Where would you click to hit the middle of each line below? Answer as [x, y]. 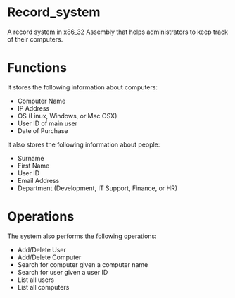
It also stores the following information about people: [84, 144]
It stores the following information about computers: [83, 87]
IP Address [33, 108]
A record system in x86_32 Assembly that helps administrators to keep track [118, 32]
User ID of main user [47, 123]
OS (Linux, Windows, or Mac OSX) [67, 116]
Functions [37, 68]
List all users [36, 280]
